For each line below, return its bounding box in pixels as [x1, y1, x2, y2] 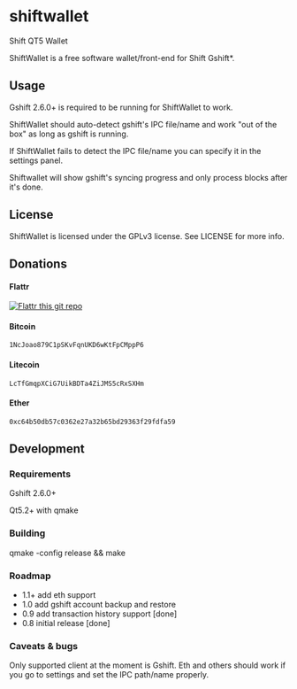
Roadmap [9, 569, 51, 582]
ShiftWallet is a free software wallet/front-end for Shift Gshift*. [9, 52, 235, 63]
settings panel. [9, 155, 64, 166]
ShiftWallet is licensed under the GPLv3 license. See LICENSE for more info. [9, 230, 285, 241]
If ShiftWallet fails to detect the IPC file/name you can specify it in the [9, 145, 262, 156]
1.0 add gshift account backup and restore [21, 600, 177, 610]
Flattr [9, 281, 29, 291]
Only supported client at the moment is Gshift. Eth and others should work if [9, 660, 286, 670]
